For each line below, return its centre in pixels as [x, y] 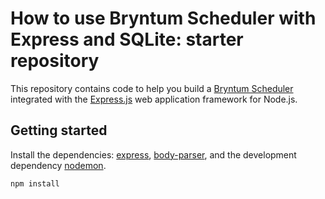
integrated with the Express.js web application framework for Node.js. [154, 99]
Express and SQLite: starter [127, 39]
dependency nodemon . [58, 165]
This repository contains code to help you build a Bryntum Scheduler [152, 88]
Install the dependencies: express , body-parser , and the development [153, 154]
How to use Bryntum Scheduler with [163, 18]
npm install [35, 183]
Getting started [59, 130]
